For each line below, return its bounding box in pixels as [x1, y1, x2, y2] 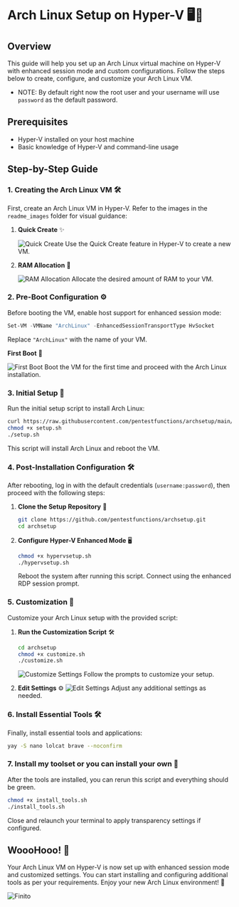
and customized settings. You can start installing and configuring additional [7, 871, 228, 879]
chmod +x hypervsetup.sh [17, 552, 92, 560]
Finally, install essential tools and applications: [7, 728, 143, 737]
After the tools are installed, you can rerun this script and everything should [7, 775, 229, 784]
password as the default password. [17, 95, 118, 104]
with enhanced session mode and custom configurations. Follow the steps [7, 67, 225, 75]
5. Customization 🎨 [7, 597, 75, 607]
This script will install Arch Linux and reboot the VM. [7, 444, 160, 452]
